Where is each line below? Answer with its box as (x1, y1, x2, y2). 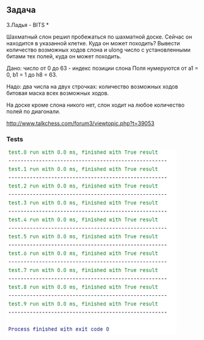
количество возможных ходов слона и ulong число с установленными (6, 46, 191, 53)
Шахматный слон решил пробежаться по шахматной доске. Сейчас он (6, 33, 192, 40)
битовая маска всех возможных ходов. (6, 89, 109, 97)
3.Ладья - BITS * (6, 21, 49, 28)
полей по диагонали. (6, 107, 61, 115)
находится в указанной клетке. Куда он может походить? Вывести (6, 39, 180, 47)
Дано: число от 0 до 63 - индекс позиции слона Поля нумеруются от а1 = (6, 64, 199, 72)
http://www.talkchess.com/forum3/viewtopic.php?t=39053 (6, 119, 155, 127)
